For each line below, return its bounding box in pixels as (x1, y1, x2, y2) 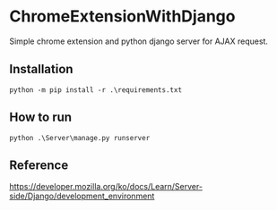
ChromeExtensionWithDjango (9, 6, 236, 27)
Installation (9, 62, 74, 77)
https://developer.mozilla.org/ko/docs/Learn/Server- (9, 181, 203, 192)
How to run (9, 110, 73, 125)
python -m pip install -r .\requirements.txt (9, 85, 182, 95)
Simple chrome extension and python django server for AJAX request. (9, 36, 269, 46)
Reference (9, 157, 69, 172)
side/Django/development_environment (9, 190, 155, 202)
